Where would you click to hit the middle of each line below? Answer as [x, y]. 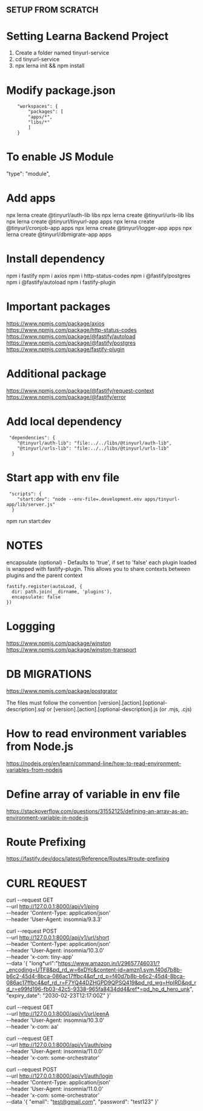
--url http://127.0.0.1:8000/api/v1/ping [52, 907]
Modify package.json [61, 90]
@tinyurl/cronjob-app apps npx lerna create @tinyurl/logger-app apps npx [99, 228]
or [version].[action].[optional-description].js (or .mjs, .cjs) [119, 709]
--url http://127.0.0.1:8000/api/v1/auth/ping [59, 1045]
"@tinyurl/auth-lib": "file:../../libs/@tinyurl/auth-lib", [95, 443]
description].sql [26, 709]
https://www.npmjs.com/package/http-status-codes [72, 330]
